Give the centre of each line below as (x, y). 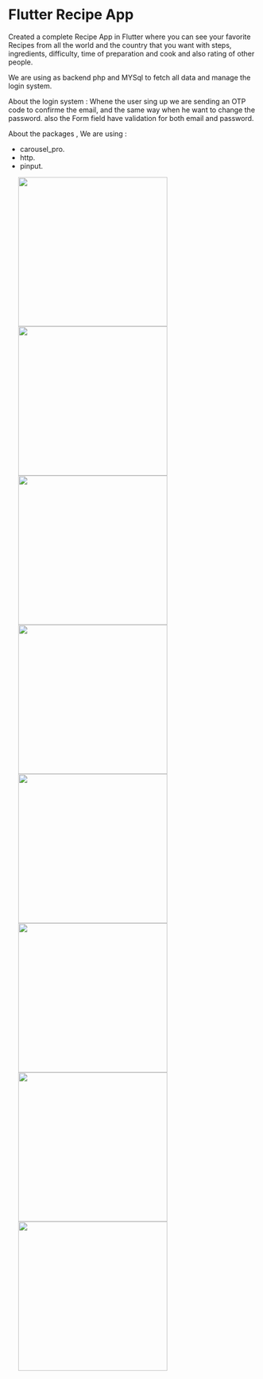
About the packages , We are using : (68, 134)
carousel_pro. (42, 149)
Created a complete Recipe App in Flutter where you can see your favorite (130, 37)
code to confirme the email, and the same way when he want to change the (132, 110)
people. (21, 62)
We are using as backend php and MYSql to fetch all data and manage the (130, 77)
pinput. (31, 166)
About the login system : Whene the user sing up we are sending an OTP (127, 101)
